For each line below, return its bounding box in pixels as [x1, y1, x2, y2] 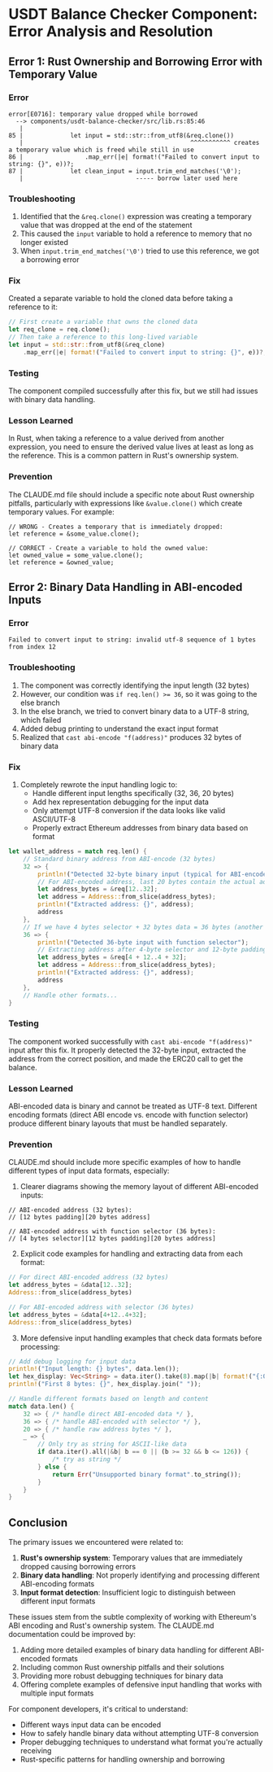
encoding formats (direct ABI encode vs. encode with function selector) [8, 1109, 249, 1119]
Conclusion [8, 1516, 68, 1529]
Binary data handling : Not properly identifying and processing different [19, 1570, 260, 1580]
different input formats [19, 1596, 96, 1606]
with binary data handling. [8, 395, 96, 405]
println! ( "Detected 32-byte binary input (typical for [37, 870, 227, 878]
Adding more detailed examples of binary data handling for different [19, 1645, 248, 1655]
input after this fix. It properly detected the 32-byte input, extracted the [8, 1045, 246, 1055]
